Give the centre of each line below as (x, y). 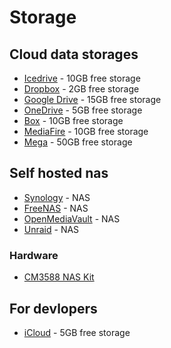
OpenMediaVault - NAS (72, 218)
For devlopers (53, 308)
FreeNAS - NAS (56, 208)
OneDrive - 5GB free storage (83, 110)
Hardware (34, 255)
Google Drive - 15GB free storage (92, 99)
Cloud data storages (74, 54)
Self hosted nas (59, 173)
